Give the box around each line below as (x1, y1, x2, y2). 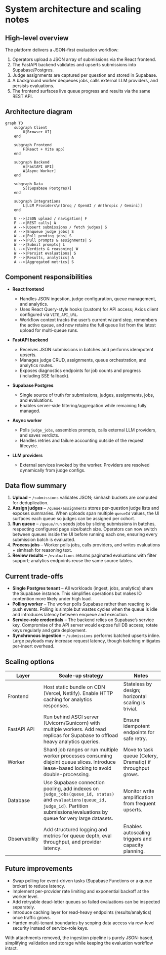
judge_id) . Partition (43, 802, 88, 809)
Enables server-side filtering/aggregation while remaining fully (19, 402, 147, 408)
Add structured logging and (43, 826, 107, 833)
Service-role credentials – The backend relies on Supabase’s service (12, 617, 154, 623)
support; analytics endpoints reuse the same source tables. (12, 558, 133, 564)
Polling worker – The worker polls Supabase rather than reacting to (12, 601, 150, 607)
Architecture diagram (5, 107, 73, 116)
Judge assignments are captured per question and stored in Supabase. (12, 72, 157, 78)
